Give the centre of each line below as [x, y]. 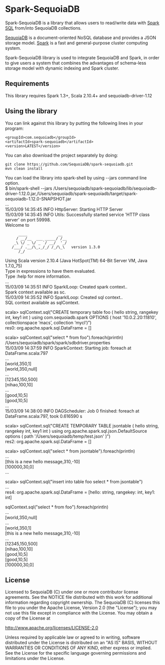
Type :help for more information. [38, 276]
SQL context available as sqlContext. [42, 302]
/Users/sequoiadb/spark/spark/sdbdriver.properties [58, 342]
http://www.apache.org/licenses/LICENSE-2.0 [52, 628]
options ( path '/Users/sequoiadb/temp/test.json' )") [58, 436]
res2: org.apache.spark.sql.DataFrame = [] [48, 441]
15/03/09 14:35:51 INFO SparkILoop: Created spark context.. [66, 287]
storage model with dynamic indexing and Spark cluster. [62, 68]
